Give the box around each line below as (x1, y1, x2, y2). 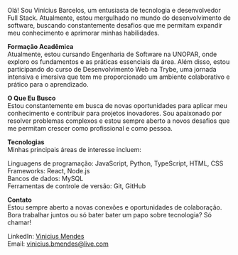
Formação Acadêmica (7, 43, 74, 50)
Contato (7, 195, 32, 204)
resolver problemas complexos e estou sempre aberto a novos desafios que (7, 116, 230, 125)
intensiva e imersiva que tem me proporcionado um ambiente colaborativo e (7, 72, 230, 81)
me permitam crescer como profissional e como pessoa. (7, 124, 173, 132)
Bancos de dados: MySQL (7, 174, 84, 183)
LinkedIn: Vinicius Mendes (7, 232, 85, 240)
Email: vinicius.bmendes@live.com (7, 239, 109, 248)
